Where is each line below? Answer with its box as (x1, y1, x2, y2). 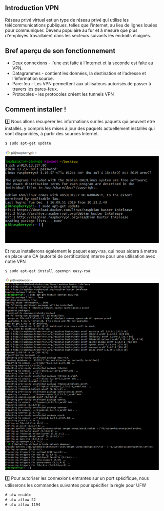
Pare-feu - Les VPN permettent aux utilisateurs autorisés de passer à (12, 80, 151, 86)
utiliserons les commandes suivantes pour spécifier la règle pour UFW (5, 483, 146, 488)
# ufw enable (5, 492, 32, 497)
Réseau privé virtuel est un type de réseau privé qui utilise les (5, 17, 129, 23)
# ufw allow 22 (5, 497, 36, 502)
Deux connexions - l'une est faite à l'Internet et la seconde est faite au (12, 60, 154, 66)
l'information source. (12, 76, 54, 81)
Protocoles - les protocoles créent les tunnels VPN (12, 91, 114, 97)
